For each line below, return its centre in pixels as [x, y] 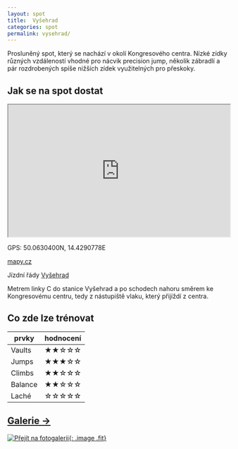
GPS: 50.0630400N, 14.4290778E [57, 248]
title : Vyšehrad [33, 20]
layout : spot [26, 14]
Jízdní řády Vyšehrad [38, 275]
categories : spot [33, 27]
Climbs [22, 373]
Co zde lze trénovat [51, 318]
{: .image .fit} [88, 438]
